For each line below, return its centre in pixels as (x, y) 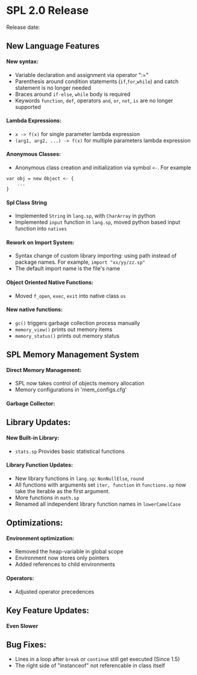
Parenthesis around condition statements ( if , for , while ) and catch (97, 81)
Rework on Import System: (40, 242)
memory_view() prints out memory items (64, 329)
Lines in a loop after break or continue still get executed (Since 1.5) (97, 659)
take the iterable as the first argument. (62, 491)
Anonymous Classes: (34, 154)
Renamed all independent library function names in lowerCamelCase (98, 504)
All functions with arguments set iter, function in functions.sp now (101, 485)
